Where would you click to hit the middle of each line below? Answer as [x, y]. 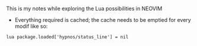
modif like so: [31, 26]
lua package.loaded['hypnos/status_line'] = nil [67, 37]
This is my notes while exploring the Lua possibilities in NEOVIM [84, 9]
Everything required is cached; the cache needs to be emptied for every [103, 20]
